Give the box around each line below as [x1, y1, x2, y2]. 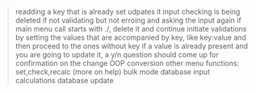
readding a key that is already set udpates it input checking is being [15, 7, 241, 16]
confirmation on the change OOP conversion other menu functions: [15, 58, 240, 68]
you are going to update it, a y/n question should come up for [15, 50, 220, 59]
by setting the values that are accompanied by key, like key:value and [15, 32, 247, 42]
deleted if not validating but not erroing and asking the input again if [15, 15, 241, 25]
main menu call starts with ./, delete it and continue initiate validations [15, 24, 247, 33]
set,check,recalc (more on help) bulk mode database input [15, 67, 211, 76]
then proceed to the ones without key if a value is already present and [15, 41, 248, 51]
